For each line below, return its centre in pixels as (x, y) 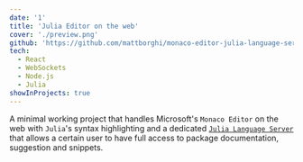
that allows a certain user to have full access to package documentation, (144, 138)
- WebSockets (42, 68)
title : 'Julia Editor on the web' (74, 26)
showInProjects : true (50, 93)
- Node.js (36, 76)
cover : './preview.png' (54, 34)
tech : (19, 51)
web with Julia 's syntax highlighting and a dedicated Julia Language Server (152, 128)
